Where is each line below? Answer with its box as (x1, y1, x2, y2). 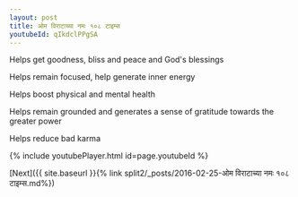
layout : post (9, 13, 58, 22)
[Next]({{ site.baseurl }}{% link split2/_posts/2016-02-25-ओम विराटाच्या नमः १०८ (9, 167, 290, 179)
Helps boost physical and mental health (9, 89, 155, 99)
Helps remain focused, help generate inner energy (9, 72, 196, 82)
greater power (9, 116, 62, 126)
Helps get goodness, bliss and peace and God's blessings (9, 55, 224, 65)
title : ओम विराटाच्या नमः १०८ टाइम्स (9, 21, 121, 30)
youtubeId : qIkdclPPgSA (9, 30, 99, 39)
